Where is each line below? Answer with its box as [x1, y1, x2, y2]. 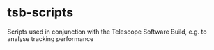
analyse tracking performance [7, 34, 94, 42]
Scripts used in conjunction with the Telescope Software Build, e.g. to [7, 27, 207, 36]
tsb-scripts [7, 5, 74, 21]
